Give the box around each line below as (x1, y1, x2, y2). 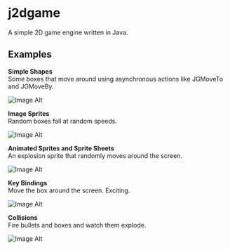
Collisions (8, 213, 38, 222)
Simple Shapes (8, 67, 53, 75)
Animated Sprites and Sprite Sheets (8, 144, 114, 152)
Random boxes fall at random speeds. (8, 117, 118, 125)
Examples (8, 48, 52, 60)
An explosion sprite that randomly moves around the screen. (8, 151, 183, 159)
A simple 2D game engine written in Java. (8, 28, 128, 37)
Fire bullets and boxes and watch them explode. (8, 221, 147, 229)
